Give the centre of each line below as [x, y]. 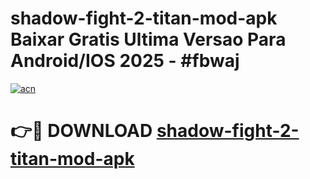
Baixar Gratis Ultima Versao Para [148, 39]
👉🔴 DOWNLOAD [81, 131]
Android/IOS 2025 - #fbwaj [125, 61]
